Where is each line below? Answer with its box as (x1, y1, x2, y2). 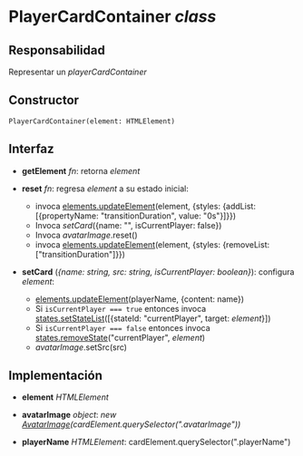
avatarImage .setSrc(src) (34, 342, 128, 353)
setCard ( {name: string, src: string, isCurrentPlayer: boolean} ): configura (21, 266, 295, 277)
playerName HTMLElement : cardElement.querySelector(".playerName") (21, 437, 291, 448)
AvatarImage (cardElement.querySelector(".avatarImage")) (21, 419, 241, 430)
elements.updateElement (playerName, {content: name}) (34, 293, 245, 305)
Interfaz (8, 141, 55, 157)
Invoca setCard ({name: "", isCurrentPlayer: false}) (34, 219, 222, 230)
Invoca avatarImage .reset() (34, 229, 138, 240)
